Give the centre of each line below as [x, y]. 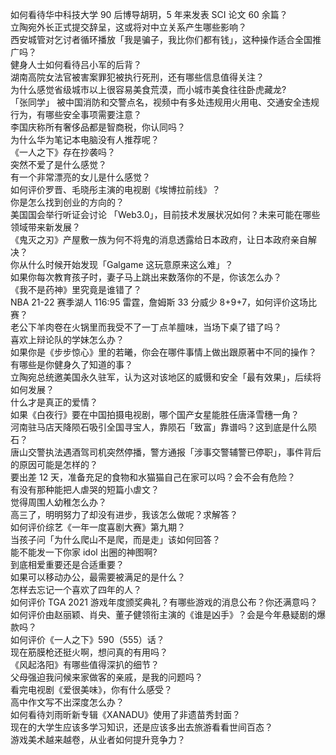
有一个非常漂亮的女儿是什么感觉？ [80, 177]
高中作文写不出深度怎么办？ [67, 702]
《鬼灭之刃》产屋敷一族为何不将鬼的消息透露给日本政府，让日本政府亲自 [159, 239]
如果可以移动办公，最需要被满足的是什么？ [98, 577]
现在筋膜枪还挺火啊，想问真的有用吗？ [89, 652]
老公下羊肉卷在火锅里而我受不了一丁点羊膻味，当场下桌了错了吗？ [146, 327]
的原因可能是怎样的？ [54, 464]
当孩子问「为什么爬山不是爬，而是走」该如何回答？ [115, 539]
